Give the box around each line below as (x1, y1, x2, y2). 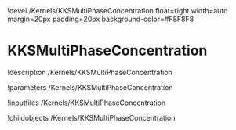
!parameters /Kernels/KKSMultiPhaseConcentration (7, 82, 173, 92)
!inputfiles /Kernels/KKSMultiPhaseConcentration (7, 98, 166, 107)
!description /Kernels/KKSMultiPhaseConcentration (7, 67, 173, 77)
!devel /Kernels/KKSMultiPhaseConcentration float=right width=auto (7, 6, 228, 15)
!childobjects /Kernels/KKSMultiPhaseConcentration (7, 113, 176, 122)
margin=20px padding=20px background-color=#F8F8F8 (7, 14, 194, 23)
